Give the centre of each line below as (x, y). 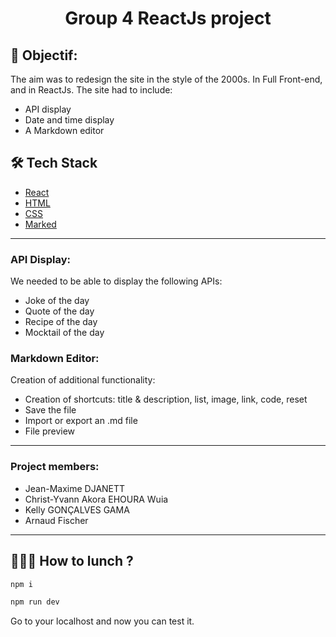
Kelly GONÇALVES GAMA (77, 509)
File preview (50, 431)
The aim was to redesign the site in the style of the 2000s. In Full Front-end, (166, 79)
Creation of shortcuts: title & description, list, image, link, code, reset (166, 399)
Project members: (55, 467)
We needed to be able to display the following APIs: (116, 281)
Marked (40, 224)
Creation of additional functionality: (83, 380)
